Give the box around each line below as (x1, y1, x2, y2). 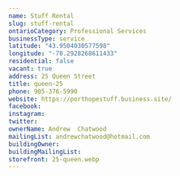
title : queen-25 (8, 79, 63, 88)
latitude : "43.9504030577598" (8, 42, 111, 50)
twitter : (8, 118, 38, 126)
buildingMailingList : (8, 148, 82, 156)
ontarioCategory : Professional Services (8, 27, 148, 35)
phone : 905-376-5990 (8, 87, 79, 96)
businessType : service (8, 34, 85, 43)
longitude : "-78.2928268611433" (8, 49, 118, 58)
